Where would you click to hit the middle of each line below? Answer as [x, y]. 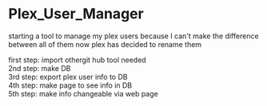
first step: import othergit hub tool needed [77, 60]
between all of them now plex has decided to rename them [105, 44]
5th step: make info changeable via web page [83, 93]
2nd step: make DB [40, 68]
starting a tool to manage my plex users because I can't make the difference [133, 36]
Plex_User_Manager [76, 14]
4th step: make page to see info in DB [70, 85]
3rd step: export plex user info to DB [68, 77]
